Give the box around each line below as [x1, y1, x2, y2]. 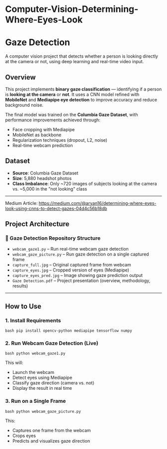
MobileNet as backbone [12, 132, 62, 138]
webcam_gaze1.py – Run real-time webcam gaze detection [12, 246, 129, 252]
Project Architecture [5, 220, 70, 228]
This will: [5, 359, 23, 366]
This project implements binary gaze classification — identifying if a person [5, 86, 162, 92]
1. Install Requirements [5, 317, 61, 324]
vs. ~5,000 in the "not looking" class [12, 185, 87, 192]
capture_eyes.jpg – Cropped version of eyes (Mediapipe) [12, 267, 129, 273]
